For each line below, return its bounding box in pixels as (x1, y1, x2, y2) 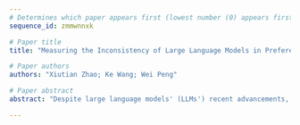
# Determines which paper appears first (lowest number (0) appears (9, 12, 270, 22)
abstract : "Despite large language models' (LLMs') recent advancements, (9, 95, 290, 104)
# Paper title (9, 37, 62, 46)
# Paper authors (9, 62, 70, 71)
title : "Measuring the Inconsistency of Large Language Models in (9, 46, 262, 54)
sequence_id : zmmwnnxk (9, 21, 94, 30)
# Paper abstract (9, 87, 74, 96)
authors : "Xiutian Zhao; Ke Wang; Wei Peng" (9, 71, 178, 79)
